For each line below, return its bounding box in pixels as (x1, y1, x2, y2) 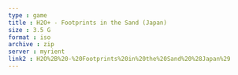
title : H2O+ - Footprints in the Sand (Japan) (8, 19, 168, 27)
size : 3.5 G (8, 26, 51, 34)
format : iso (8, 33, 51, 41)
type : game (8, 11, 47, 20)
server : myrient (8, 48, 65, 55)
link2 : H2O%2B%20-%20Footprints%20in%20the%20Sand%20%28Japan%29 (8, 55, 231, 63)
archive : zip (8, 41, 55, 48)
